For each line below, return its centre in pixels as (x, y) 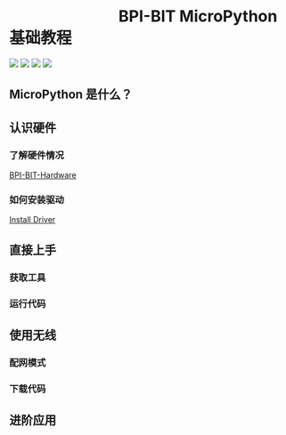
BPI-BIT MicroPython (198, 16)
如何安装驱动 (37, 199)
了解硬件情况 (37, 155)
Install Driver (33, 220)
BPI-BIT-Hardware (43, 175)
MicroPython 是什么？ (71, 95)
